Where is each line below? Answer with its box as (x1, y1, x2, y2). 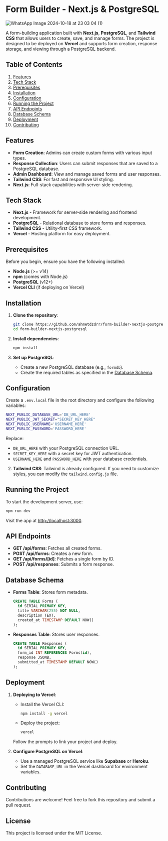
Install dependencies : (12, 335, 59, 342)
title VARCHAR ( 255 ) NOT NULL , (17, 608, 80, 613)
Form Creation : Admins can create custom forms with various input (12, 150, 152, 156)
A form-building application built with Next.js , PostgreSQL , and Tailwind (5, 30, 155, 36)
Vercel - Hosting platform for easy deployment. (12, 231, 111, 237)
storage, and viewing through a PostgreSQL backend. (5, 46, 116, 52)
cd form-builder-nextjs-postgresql (12, 326, 87, 332)
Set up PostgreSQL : (12, 354, 54, 360)
